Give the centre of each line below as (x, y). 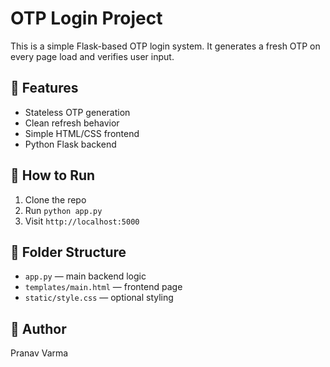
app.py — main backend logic (85, 276)
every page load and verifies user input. (92, 56)
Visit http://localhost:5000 (82, 221)
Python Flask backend (70, 144)
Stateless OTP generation (77, 112)
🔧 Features (44, 88)
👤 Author (38, 328)
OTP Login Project (86, 18)
